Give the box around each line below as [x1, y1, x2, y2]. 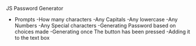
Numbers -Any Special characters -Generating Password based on [14, 22, 176, 29]
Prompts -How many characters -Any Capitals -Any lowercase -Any [14, 16, 178, 22]
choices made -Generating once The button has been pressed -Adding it [14, 28, 190, 35]
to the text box [14, 34, 50, 41]
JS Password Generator [6, 5, 63, 11]
